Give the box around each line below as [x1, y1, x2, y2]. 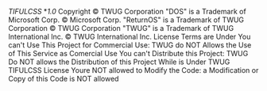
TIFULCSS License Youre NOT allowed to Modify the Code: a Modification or [8, 66, 259, 74]
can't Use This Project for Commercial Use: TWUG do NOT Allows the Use [8, 40, 252, 50]
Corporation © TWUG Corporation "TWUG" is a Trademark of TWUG [8, 24, 234, 32]
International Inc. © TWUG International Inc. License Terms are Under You [8, 32, 251, 41]
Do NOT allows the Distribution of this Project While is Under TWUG [8, 57, 230, 66]
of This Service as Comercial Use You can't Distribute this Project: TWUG [8, 49, 249, 58]
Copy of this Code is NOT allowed [8, 74, 119, 83]
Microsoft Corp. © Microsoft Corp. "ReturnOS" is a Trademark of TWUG [8, 15, 245, 25]
